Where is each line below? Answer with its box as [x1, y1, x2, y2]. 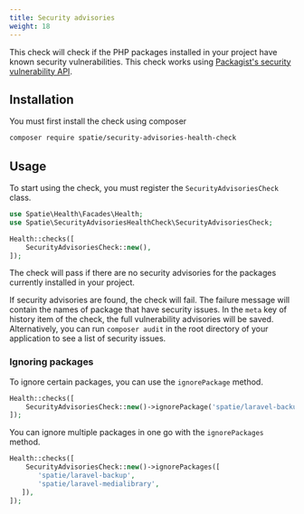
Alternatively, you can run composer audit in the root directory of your [9, 323, 269, 335]
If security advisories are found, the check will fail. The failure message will [9, 295, 290, 306]
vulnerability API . [9, 65, 72, 77]
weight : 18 [9, 22, 51, 31]
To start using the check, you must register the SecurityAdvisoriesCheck [9, 183, 279, 193]
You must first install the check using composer [9, 116, 187, 127]
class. [9, 192, 32, 203]
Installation [9, 91, 74, 107]
